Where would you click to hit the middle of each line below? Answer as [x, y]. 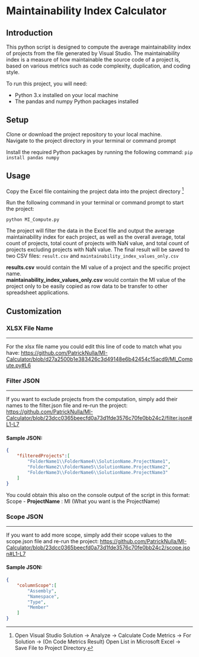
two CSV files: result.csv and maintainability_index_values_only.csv [92, 256]
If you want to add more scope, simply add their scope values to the [89, 535]
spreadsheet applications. [38, 293]
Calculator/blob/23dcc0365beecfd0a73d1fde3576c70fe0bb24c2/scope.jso [98, 547]
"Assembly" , [42, 591]
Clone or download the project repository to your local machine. [84, 134]
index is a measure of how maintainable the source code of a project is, [93, 60]
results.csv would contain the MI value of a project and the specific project [98, 267]
